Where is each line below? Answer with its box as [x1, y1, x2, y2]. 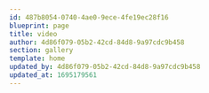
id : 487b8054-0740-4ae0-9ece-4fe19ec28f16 [9, 12, 169, 22]
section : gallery [9, 46, 74, 55]
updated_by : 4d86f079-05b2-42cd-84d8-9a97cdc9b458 [9, 63, 201, 72]
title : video [9, 29, 58, 38]
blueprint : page [9, 21, 69, 30]
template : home [9, 54, 66, 63]
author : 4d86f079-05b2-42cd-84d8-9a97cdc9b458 [9, 37, 185, 47]
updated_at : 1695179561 [9, 71, 98, 80]
